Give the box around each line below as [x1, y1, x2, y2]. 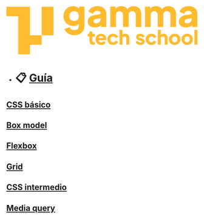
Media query [6, 203, 56, 213]
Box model [6, 120, 47, 130]
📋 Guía [15, 71, 53, 85]
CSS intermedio [6, 182, 67, 193]
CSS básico [6, 99, 51, 109]
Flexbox [6, 141, 38, 151]
